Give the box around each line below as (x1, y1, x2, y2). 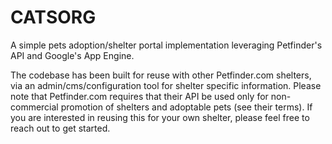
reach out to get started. (10, 122, 111, 134)
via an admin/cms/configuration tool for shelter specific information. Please (10, 79, 322, 91)
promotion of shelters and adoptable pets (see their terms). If (60, 101, 313, 113)
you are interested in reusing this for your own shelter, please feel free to (10, 111, 310, 123)
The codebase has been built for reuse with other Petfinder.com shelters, (10, 69, 312, 81)
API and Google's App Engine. (10, 49, 135, 61)
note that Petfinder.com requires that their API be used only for (10, 90, 269, 102)
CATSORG (10, 6, 97, 29)
